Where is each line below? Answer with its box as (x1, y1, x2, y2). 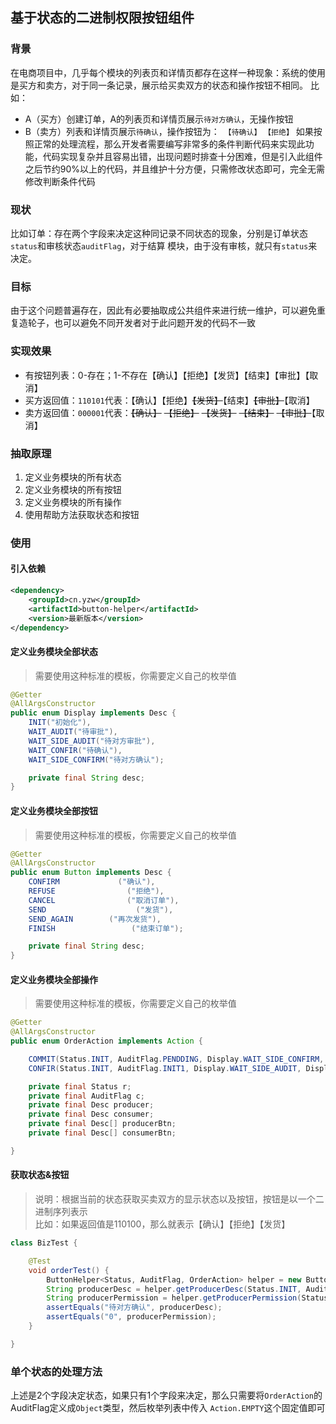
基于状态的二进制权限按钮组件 (10, 9, 195, 27)
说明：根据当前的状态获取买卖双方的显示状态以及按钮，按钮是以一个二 (34, 1193, 325, 1205)
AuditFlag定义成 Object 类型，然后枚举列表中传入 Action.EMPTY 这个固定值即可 (10, 1402, 326, 1414)
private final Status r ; (28, 1081, 132, 1092)
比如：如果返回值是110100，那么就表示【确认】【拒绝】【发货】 (34, 1218, 291, 1230)
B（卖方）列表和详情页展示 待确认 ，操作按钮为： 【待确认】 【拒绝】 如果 (24, 125, 314, 137)
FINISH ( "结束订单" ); (28, 923, 184, 933)
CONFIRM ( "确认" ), (28, 877, 156, 887)
